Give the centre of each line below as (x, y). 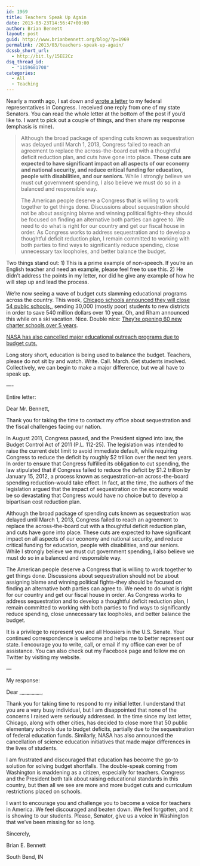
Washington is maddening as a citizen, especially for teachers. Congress (96, 772)
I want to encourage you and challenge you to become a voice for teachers (99, 803)
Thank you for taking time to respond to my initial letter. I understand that (96, 704)
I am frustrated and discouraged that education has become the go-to (92, 760)
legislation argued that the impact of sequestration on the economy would (97, 489)
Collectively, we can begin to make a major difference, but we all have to (95, 368)
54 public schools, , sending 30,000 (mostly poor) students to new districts (98, 306)
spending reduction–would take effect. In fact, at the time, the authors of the (100, 483)
